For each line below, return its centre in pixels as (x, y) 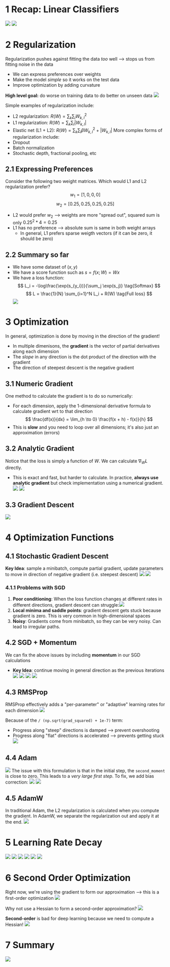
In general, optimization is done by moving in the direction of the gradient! (82, 336)
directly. (14, 467)
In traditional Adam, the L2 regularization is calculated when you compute (82, 810)
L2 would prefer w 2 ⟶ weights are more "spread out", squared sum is (86, 215)
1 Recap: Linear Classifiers (62, 9)
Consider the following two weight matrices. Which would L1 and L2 (76, 181)
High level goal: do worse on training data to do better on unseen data (79, 95)
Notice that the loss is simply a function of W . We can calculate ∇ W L (77, 461)
